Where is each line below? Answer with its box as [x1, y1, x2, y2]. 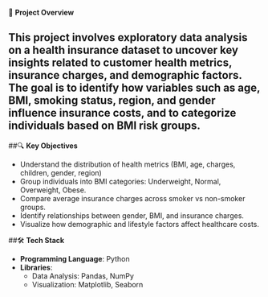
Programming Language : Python [19, 254, 130, 263]
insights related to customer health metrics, [8, 56, 233, 70]
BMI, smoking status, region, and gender [8, 93, 216, 108]
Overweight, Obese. [19, 185, 87, 195]
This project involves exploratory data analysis [8, 31, 248, 44]
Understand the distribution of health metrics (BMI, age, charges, [19, 159, 236, 169]
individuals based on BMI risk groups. [8, 119, 201, 133]
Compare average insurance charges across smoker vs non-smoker [19, 193, 246, 203]
